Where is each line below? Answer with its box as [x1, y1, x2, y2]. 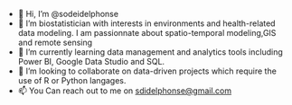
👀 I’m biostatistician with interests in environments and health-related [17, 18, 276, 29]
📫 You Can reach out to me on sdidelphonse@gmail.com [17, 85, 232, 96]
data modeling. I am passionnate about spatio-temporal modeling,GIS [17, 28, 277, 38]
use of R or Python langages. [17, 75, 127, 85]
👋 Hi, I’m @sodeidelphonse [17, 9, 119, 19]
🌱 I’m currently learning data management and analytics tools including [17, 47, 283, 57]
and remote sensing [17, 37, 93, 48]
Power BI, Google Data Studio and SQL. [17, 57, 165, 66]
